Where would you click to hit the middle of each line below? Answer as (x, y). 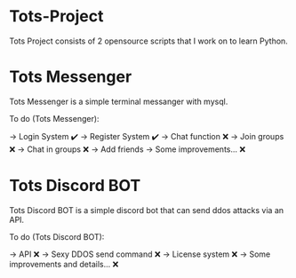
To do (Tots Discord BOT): (57, 236)
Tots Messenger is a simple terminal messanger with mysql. (119, 101)
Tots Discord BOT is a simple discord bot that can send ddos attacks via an (147, 210)
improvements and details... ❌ (64, 264)
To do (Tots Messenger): (54, 118)
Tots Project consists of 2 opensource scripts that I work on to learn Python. (149, 41)
